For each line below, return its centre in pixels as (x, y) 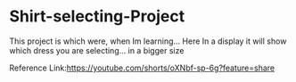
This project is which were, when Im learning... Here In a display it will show (148, 41)
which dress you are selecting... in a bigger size (97, 50)
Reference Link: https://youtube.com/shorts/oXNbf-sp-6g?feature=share (142, 68)
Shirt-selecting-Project (97, 16)
